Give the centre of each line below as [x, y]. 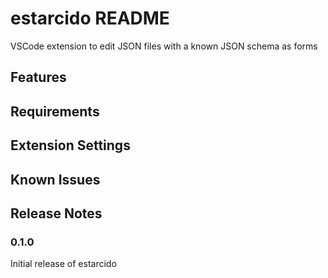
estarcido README [90, 18]
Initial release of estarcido [63, 264]
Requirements [55, 111]
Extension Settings [70, 145]
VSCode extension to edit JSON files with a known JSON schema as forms [164, 46]
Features [38, 77]
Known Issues [55, 179]
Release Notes [56, 213]
